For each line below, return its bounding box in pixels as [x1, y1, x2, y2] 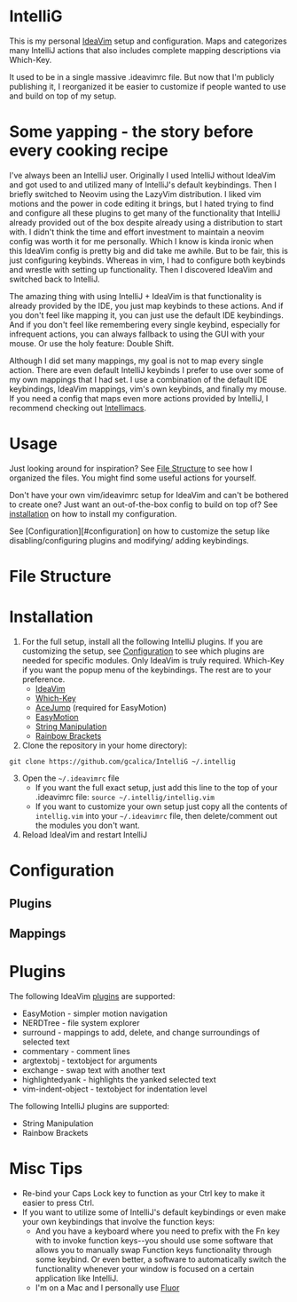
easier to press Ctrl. [21, 1197, 95, 1208]
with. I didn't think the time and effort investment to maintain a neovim [9, 226, 264, 237]
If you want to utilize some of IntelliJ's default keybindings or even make [21, 1206, 286, 1218]
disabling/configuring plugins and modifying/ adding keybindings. [9, 535, 250, 545]
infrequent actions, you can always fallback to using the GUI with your [9, 329, 265, 339]
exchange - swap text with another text [21, 1064, 166, 1076]
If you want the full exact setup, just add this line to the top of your [35, 782, 278, 792]
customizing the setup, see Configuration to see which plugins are [21, 646, 265, 656]
